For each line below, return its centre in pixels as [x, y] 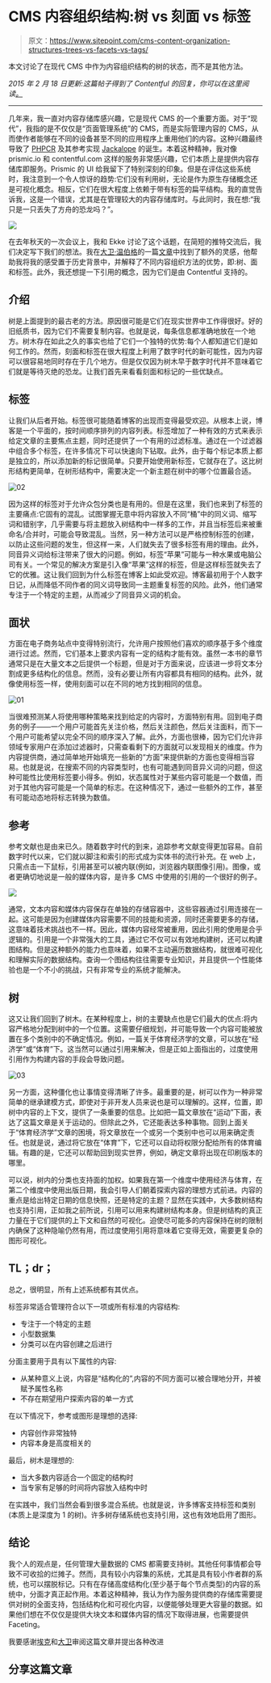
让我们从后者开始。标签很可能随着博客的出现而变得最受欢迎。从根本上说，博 [135, 420]
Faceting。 [26, 1624]
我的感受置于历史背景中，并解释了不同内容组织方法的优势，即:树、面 [144, 262]
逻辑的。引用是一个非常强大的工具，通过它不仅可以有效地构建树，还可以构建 [135, 939]
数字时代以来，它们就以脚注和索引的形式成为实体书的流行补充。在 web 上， [134, 857]
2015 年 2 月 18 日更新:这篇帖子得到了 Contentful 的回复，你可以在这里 [125, 83]
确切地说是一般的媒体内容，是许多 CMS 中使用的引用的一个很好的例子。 [142, 877]
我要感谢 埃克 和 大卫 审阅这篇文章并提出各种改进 [86, 1641]
